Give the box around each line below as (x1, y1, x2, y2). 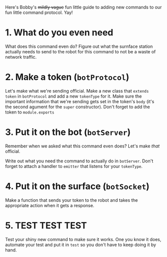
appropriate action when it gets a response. (5, 202, 94, 208)
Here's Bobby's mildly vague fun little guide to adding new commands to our (5, 4, 162, 10)
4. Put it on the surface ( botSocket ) (5, 181, 150, 192)
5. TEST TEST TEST (5, 220, 87, 231)
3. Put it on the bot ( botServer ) (5, 127, 131, 138)
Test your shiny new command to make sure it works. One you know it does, (5, 236, 162, 242)
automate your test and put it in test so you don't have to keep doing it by (5, 242, 157, 248)
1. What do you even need (5, 27, 113, 38)
